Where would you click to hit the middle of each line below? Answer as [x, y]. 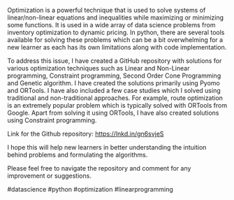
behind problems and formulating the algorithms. [78, 155]
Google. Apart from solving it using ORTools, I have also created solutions [113, 113]
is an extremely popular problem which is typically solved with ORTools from [117, 105]
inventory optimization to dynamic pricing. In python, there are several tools [116, 32]
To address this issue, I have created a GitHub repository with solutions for [115, 61]
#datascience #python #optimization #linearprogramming [90, 189]
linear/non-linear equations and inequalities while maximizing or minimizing [116, 17]
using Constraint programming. [52, 120]
